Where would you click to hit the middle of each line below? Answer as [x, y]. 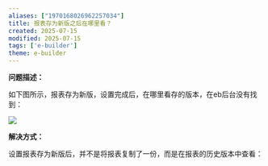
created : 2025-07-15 [43, 31]
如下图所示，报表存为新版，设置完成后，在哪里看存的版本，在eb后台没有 [129, 94]
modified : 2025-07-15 [45, 38]
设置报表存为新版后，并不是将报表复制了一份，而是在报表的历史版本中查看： [136, 154]
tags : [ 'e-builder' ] [43, 46]
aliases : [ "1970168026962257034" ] [67, 16]
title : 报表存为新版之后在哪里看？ [60, 23]
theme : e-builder [38, 53]
